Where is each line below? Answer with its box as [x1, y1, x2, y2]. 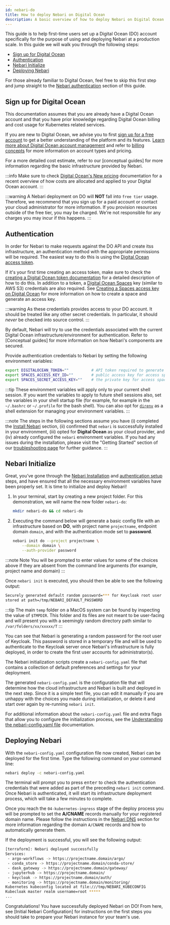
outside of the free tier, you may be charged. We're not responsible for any [5, 210, 161, 216]
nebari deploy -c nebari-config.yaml [5, 770, 85, 775]
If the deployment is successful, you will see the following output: [5, 837, 142, 843]
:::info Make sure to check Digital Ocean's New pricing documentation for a [5, 173, 162, 179]
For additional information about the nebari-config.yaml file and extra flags [5, 711, 162, 717]
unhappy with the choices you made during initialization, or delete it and [5, 696, 155, 702]
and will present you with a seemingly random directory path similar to [5, 618, 152, 624]
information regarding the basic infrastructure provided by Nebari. [5, 163, 143, 169]
